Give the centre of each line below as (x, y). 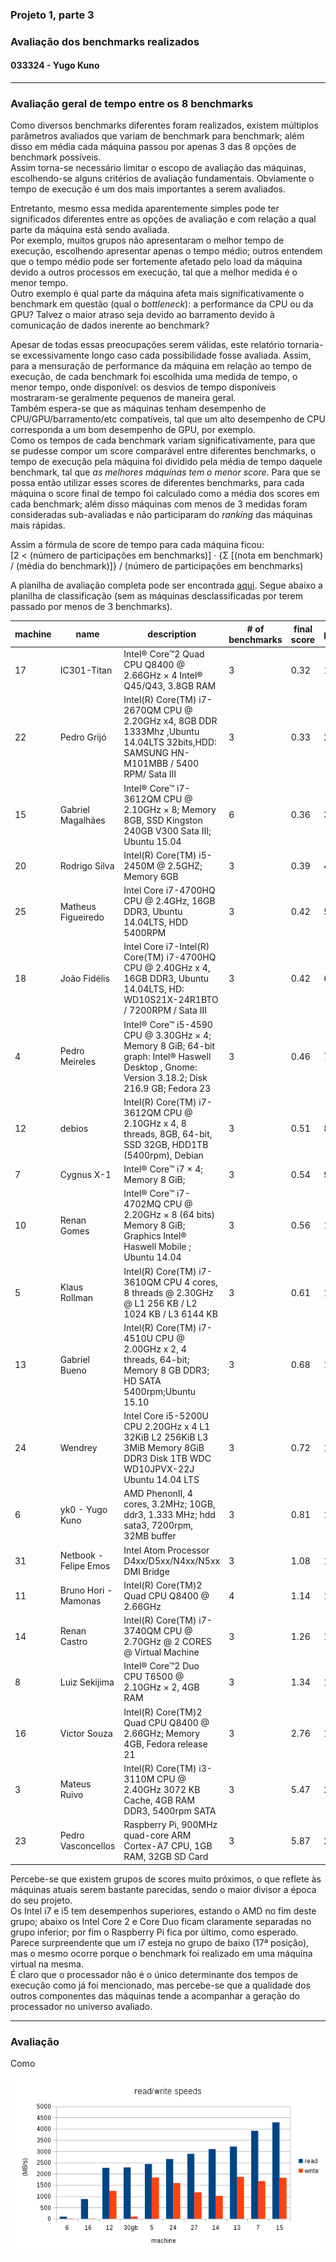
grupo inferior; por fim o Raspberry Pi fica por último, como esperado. (154, 1932)
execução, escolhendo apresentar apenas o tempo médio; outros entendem (166, 251)
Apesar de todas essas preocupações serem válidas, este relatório (147, 345)
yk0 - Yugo (83, 1509)
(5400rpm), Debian (163, 1155)
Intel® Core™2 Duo (161, 1666)
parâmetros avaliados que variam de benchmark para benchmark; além (157, 136)
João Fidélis (84, 979)
